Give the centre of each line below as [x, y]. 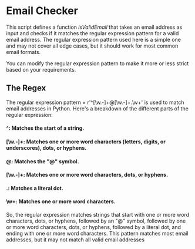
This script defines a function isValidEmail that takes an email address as [94, 27]
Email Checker [42, 11]
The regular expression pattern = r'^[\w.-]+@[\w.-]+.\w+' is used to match [95, 102]
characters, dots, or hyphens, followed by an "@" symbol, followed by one [96, 221]
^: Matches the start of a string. [45, 128]
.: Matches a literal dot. [35, 188]
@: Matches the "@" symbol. [43, 161]
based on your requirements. [41, 69]
